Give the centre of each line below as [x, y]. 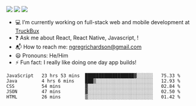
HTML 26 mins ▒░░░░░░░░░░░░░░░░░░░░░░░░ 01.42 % [93, 97]
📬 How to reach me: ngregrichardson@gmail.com [78, 47]
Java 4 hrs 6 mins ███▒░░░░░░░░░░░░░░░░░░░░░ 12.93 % [93, 81]
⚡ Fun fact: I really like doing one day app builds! [76, 62]
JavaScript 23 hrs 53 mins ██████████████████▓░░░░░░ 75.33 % [93, 76]
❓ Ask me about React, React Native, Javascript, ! [77, 38]
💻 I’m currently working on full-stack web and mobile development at [102, 22]
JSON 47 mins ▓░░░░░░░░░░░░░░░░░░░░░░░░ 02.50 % [93, 91]
